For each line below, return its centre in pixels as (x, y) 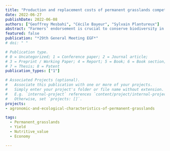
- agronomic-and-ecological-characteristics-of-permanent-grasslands (80, 108)
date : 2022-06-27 (24, 15)
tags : (11, 118)
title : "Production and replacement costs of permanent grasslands (78, 10)
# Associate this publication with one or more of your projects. (79, 85)
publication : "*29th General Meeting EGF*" (52, 39)
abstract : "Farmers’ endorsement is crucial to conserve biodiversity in (85, 29)
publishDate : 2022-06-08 (31, 19)
